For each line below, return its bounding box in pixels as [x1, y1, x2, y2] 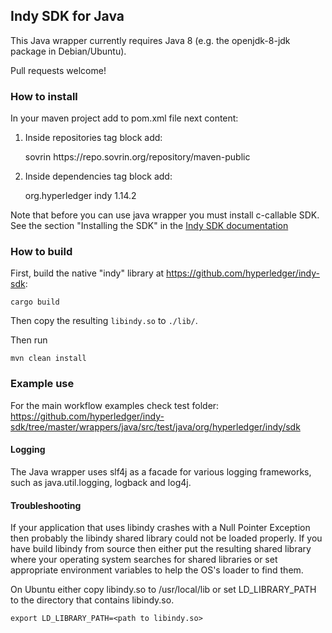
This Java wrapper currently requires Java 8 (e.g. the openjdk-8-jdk [10, 34, 291, 46]
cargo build [10, 297, 60, 308]
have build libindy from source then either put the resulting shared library [10, 543, 312, 555]
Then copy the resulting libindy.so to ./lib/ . [10, 315, 198, 327]
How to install [10, 89, 78, 103]
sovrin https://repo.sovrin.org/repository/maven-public [24, 151, 251, 163]
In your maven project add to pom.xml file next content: [10, 112, 239, 124]
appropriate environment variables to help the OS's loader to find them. [10, 564, 304, 576]
